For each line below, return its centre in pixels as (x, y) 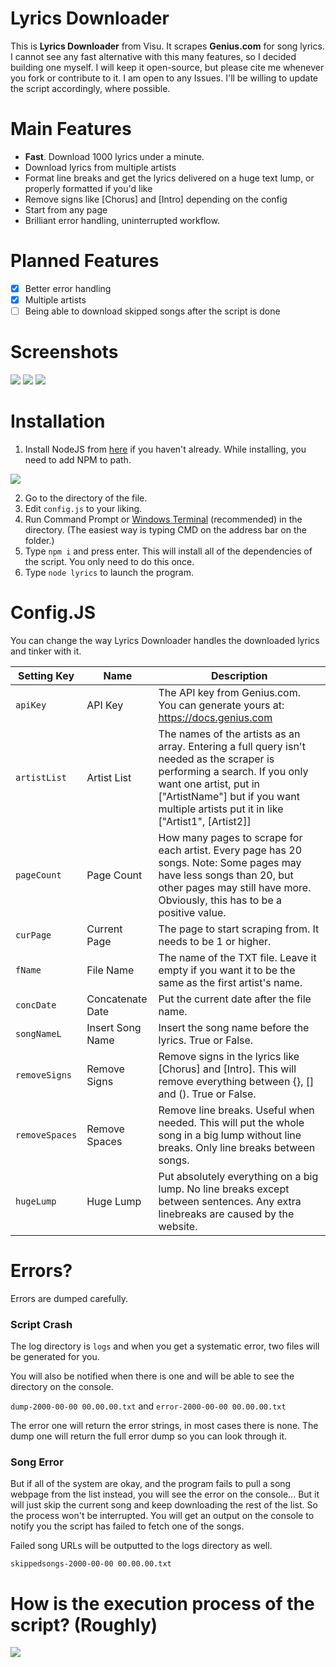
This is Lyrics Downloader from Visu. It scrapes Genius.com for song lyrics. (167, 46)
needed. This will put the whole (231, 1122)
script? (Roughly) (84, 1624)
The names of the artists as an (229, 734)
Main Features (71, 129)
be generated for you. (55, 1357)
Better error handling (68, 288)
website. (178, 1226)
